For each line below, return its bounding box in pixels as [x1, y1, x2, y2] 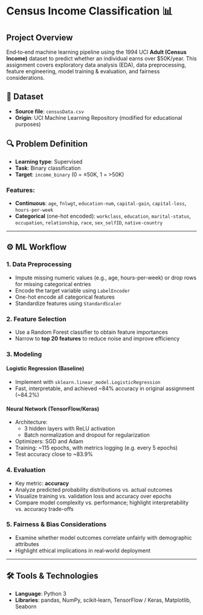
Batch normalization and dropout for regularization [24, 431, 150, 438]
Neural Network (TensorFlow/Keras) [6, 405, 100, 412]
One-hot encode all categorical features [14, 293, 115, 301]
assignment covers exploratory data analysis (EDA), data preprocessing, [6, 61, 186, 68]
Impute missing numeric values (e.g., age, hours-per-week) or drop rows [14, 274, 197, 281]
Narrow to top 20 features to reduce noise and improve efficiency [14, 334, 180, 342]
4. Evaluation [6, 466, 46, 474]
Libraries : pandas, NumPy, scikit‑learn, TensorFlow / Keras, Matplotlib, [14, 596, 192, 604]
